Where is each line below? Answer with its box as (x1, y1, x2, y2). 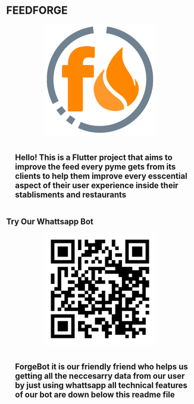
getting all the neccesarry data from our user (14, 371, 185, 381)
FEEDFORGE (6, 4, 68, 17)
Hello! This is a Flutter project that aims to (14, 153, 173, 163)
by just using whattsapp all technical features (14, 380, 187, 390)
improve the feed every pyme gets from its (14, 162, 176, 172)
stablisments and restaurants (14, 190, 127, 200)
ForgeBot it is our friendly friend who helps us (14, 362, 189, 372)
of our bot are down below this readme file (14, 389, 176, 400)
